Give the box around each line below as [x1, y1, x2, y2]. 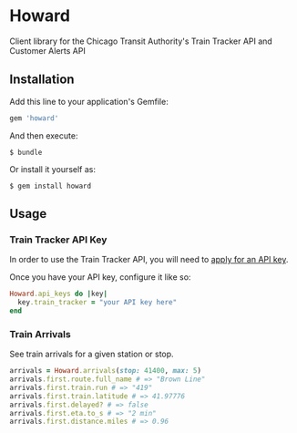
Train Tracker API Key [9, 233, 108, 246]
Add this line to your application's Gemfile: [9, 96, 169, 107]
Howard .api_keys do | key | [9, 289, 108, 299]
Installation [9, 72, 75, 88]
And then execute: [9, 129, 78, 141]
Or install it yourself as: [9, 163, 96, 174]
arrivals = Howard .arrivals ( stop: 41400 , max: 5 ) [9, 366, 202, 376]
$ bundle [9, 148, 43, 157]
